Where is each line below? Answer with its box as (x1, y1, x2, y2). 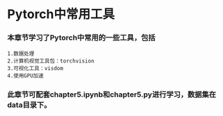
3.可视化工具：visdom (7, 65, 64, 72)
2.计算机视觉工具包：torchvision (7, 58, 95, 65)
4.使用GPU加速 (7, 72, 44, 80)
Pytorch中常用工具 (7, 6, 115, 22)
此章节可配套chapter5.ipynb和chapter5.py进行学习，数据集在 (7, 90, 217, 99)
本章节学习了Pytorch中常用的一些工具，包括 (7, 33, 156, 42)
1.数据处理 (7, 50, 35, 58)
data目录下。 (7, 100, 51, 110)
